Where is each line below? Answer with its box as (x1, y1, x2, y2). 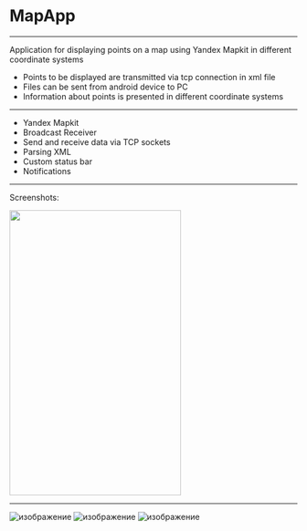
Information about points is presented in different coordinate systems (22, 90, 284, 101)
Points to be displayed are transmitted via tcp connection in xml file (22, 71, 276, 82)
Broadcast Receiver (22, 127, 98, 138)
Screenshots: (9, 192, 59, 203)
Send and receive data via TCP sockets (22, 136, 171, 147)
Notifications (22, 165, 71, 176)
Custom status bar (22, 156, 93, 167)
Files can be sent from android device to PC (22, 81, 189, 92)
